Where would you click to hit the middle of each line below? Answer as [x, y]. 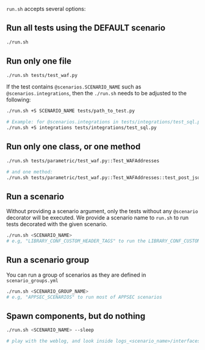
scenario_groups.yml [33, 280]
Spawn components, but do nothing [76, 316]
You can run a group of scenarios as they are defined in [76, 275]
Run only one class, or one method [74, 147]
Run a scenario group [48, 260]
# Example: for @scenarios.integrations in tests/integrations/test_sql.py [105, 122]
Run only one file [39, 61]
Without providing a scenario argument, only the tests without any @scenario [102, 211]
